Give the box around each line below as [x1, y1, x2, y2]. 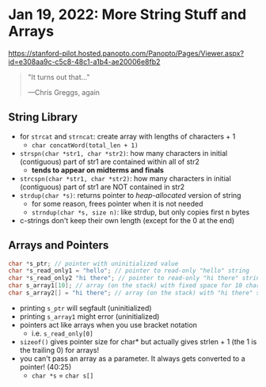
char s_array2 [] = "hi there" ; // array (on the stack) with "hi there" [8, 289, 253, 298]
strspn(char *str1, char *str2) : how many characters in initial [19, 148, 228, 157]
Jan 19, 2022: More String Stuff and [8, 6, 247, 24]
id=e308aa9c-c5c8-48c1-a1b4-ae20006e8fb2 [8, 57, 161, 66]
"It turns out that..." [27, 72, 90, 82]
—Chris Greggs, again [27, 87, 101, 97]
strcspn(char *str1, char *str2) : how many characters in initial [19, 173, 231, 183]
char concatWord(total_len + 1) [31, 141, 139, 150]
